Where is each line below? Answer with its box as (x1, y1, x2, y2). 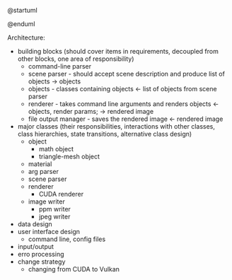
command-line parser (28, 62, 92, 70)
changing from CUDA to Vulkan (28, 265, 120, 273)
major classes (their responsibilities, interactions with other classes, (17, 122, 216, 130)
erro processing (17, 250, 65, 258)
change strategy (17, 257, 66, 266)
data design (17, 220, 53, 228)
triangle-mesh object (38, 152, 100, 161)
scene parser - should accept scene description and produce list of (28, 70, 225, 78)
